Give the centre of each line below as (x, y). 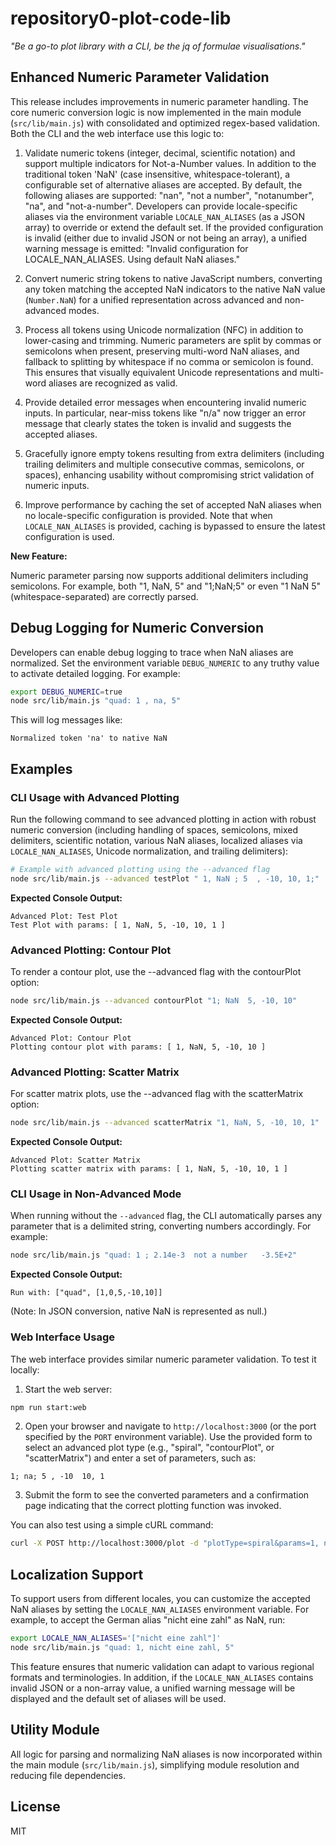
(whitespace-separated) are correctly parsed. (104, 596)
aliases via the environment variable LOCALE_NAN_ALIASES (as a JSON (165, 216)
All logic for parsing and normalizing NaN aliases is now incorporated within (166, 1754)
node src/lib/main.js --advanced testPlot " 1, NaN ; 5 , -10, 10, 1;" (165, 878)
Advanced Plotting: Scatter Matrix (95, 1072)
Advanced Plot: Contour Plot (71, 1038)
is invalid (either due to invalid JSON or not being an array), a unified (165, 238)
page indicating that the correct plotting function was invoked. (153, 1506)
